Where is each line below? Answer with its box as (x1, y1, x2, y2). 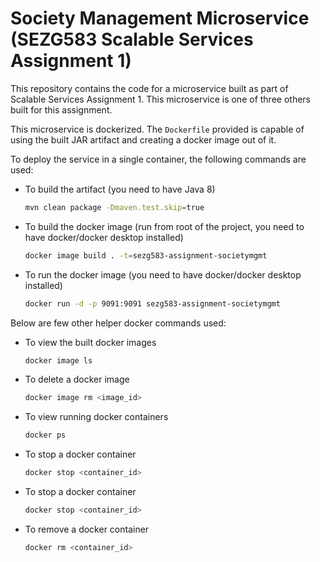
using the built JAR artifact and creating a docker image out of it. (10, 133, 277, 146)
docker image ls (24, 355, 93, 366)
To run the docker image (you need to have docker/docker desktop (24, 268, 302, 281)
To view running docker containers (24, 411, 169, 423)
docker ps (24, 430, 67, 441)
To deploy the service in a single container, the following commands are (10, 153, 307, 165)
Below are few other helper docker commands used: (10, 317, 227, 329)
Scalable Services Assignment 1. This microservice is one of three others (10, 93, 311, 105)
